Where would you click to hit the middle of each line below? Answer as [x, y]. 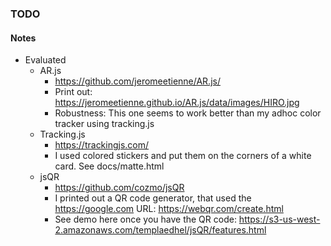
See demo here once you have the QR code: [145, 219]
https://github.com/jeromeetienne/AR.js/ [137, 81]
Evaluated [45, 60]
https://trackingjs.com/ [102, 145]
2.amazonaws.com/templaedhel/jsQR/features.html [160, 230]
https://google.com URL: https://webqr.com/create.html [169, 209]
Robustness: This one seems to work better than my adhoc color [188, 113]
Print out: [73, 92]
